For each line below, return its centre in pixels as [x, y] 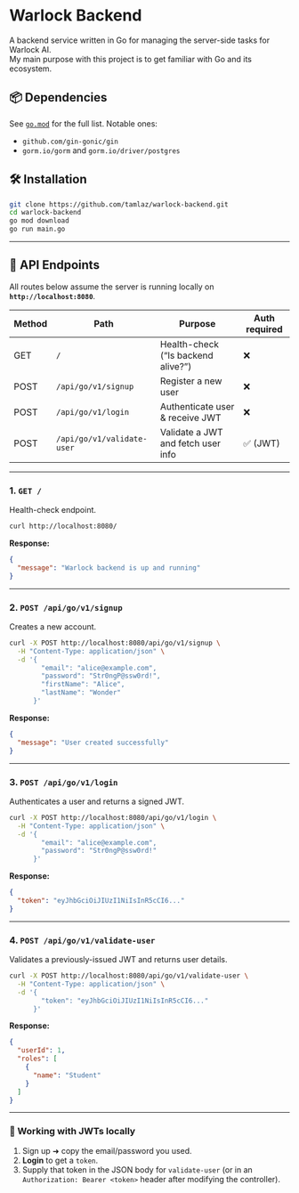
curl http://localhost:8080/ [63, 526]
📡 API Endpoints [55, 265]
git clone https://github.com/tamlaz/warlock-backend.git [119, 204]
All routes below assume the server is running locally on [112, 287]
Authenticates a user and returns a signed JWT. [97, 801]
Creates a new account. [53, 626]
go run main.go [37, 229]
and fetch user [190, 443]
